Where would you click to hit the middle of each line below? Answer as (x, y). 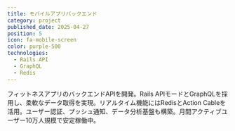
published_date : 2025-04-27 (48, 27)
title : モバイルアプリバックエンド (52, 14)
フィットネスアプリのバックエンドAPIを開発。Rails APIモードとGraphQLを (115, 94)
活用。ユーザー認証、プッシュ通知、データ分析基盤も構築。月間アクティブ (115, 111)
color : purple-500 (34, 46)
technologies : (28, 54)
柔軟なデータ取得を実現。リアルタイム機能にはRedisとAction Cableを (126, 102)
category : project (34, 20)
